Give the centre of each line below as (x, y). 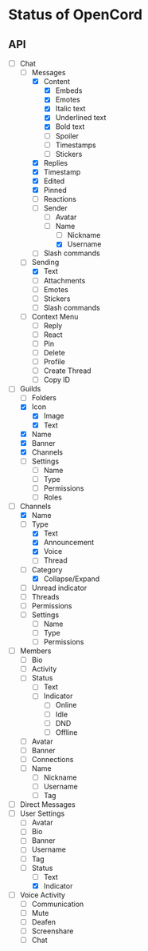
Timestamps (76, 145)
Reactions (60, 199)
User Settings (42, 813)
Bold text (70, 126)
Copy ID (56, 380)
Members (35, 651)
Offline (66, 732)
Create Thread (67, 371)
